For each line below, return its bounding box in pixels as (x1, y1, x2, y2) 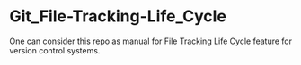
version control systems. (9, 45, 101, 55)
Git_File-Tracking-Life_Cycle (9, 6, 227, 27)
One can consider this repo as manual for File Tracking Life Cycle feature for (9, 36, 293, 46)
